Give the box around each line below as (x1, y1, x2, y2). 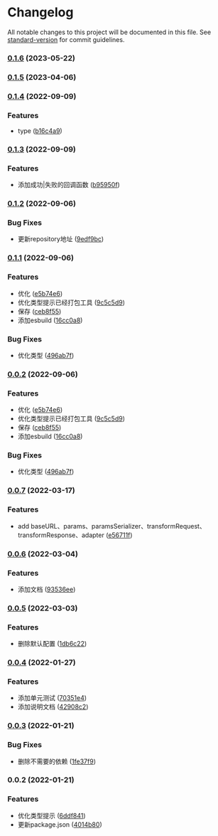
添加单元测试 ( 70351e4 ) (17, 694, 87, 702)
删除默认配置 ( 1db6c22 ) (17, 640, 87, 648)
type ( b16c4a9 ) (17, 127, 62, 135)
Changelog (7, 4, 74, 21)
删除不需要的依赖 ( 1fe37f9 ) (17, 757, 97, 766)
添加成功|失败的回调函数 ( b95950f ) (17, 181, 121, 189)
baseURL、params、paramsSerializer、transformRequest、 (31, 522, 206, 530)
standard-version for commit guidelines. (7, 35, 125, 43)
